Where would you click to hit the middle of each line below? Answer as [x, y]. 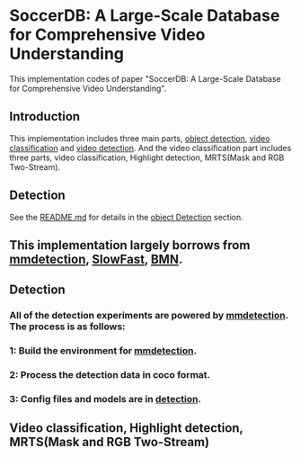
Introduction [45, 116]
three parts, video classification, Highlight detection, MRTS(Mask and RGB [147, 157]
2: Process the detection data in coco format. [110, 375]
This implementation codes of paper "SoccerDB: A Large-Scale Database [145, 78]
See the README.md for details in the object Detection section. [127, 217]
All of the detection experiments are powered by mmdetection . [149, 316]
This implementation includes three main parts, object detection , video [140, 138]
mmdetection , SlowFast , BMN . [96, 259]
